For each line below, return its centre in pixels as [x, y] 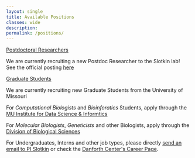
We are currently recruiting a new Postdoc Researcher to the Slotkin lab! [93, 61]
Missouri [17, 97]
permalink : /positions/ [35, 33]
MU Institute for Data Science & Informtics [57, 114]
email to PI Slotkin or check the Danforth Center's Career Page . [82, 149]
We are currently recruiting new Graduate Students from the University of [95, 90]
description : [22, 28]
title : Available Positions [40, 17]
